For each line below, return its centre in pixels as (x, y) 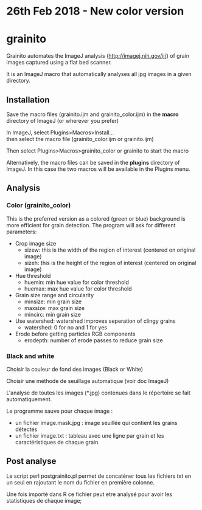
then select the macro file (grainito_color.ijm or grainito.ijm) (80, 139)
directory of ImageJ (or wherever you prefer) (62, 120)
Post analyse (31, 461)
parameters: (22, 232)
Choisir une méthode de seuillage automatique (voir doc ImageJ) (88, 381)
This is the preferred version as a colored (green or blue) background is (96, 219)
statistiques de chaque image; (44, 500)
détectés (26, 429)
